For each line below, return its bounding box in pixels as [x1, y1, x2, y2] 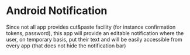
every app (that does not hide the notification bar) [6, 42, 126, 49]
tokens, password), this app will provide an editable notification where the [6, 29, 184, 36]
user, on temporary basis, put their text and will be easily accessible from [6, 36, 182, 43]
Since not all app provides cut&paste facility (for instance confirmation [6, 23, 176, 30]
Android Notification [6, 4, 108, 18]
